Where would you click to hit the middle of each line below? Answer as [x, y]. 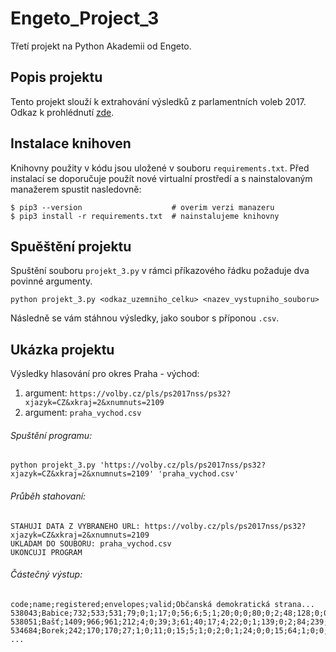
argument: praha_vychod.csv [83, 413]
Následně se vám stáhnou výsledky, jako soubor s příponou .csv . [145, 318]
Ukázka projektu [62, 349]
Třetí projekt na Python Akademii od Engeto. [101, 46]
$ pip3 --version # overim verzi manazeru [142, 207]
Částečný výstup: [46, 574]
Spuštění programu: [51, 435]
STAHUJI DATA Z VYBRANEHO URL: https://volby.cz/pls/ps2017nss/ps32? [158, 526]
